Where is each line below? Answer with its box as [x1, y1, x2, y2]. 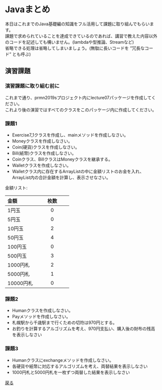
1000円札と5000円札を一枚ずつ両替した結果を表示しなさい [12, 369, 130, 375]
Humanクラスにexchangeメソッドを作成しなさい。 [12, 357, 114, 363]
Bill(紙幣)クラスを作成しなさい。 [12, 150, 76, 156]
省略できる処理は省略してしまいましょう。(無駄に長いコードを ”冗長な [5, 45, 145, 51]
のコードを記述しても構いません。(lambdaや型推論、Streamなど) [5, 39, 134, 45]
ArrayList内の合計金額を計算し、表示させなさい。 [12, 174, 111, 180]
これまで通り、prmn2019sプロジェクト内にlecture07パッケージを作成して [5, 95, 152, 101]
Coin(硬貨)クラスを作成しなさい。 [12, 144, 80, 150]
